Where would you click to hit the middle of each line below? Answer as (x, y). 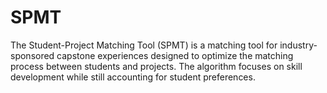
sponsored (32, 55)
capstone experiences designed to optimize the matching (175, 55)
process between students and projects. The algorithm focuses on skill (156, 66)
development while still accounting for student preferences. (133, 77)
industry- (298, 45)
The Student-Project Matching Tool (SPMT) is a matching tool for (144, 45)
